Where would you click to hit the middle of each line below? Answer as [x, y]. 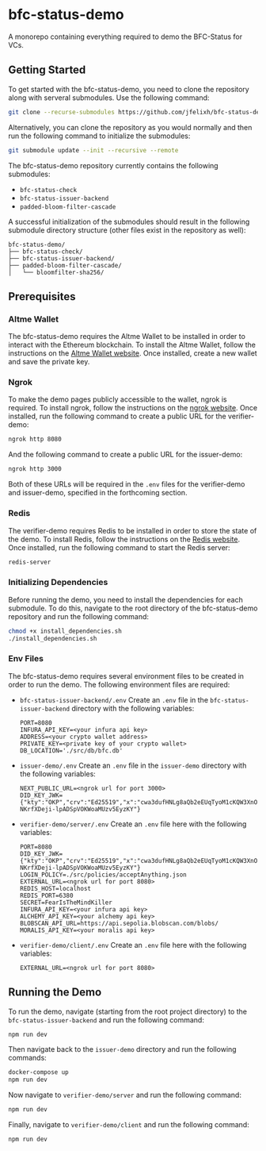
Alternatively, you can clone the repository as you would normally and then [130, 127]
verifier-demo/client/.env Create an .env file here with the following [133, 945]
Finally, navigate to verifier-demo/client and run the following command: [129, 1125]
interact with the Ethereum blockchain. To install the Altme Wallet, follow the [132, 345]
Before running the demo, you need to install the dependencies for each [125, 599]
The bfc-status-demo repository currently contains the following [114, 165]
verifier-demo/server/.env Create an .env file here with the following [133, 824]
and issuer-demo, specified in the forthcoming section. [98, 493]
